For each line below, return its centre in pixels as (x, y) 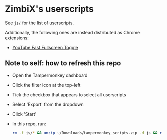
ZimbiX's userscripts (50, 9)
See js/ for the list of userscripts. (39, 23)
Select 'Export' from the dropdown (48, 104)
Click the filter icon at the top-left (46, 85)
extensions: (17, 38)
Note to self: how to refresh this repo (63, 63)
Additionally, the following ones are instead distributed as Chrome (73, 32)
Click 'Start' (24, 114)
